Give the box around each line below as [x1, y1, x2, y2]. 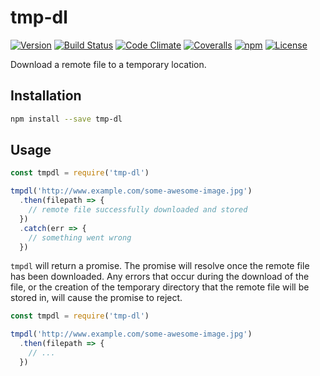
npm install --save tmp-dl [10, 114, 123, 124]
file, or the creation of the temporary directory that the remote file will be [10, 281, 310, 293]
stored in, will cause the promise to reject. [10, 292, 183, 304]
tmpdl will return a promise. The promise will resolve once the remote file [10, 260, 310, 272]
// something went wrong [28, 232, 132, 243]
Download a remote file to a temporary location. [10, 58, 207, 70]
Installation [10, 87, 82, 105]
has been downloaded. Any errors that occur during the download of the [10, 271, 310, 283]
